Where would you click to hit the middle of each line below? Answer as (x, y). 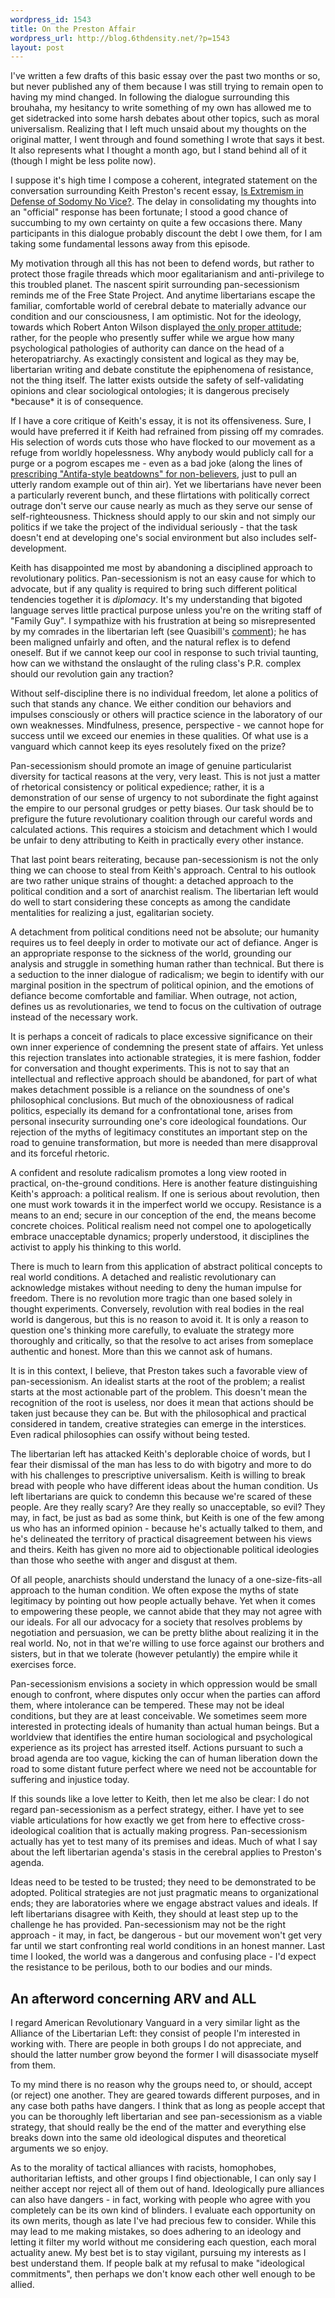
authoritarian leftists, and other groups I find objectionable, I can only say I (163, 2178)
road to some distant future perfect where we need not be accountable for (163, 1769)
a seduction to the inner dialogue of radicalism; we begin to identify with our (167, 975)
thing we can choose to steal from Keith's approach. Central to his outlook (163, 870)
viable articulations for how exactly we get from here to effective (143, 1820)
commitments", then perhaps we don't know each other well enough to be (163, 2274)
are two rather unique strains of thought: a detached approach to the (152, 881)
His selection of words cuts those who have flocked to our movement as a (163, 442)
